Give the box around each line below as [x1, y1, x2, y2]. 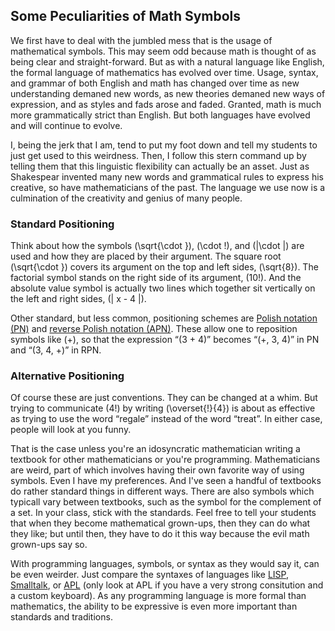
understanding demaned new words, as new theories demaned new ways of [10, 87, 326, 99]
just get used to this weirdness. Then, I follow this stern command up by [10, 149, 307, 161]
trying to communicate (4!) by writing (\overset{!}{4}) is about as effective [10, 402, 316, 414]
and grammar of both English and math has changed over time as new [10, 77, 300, 89]
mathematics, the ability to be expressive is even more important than [10, 600, 298, 613]
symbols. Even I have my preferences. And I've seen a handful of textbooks [10, 475, 322, 487]
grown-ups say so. [10, 539, 88, 551]
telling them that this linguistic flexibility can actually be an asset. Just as [10, 160, 310, 172]
